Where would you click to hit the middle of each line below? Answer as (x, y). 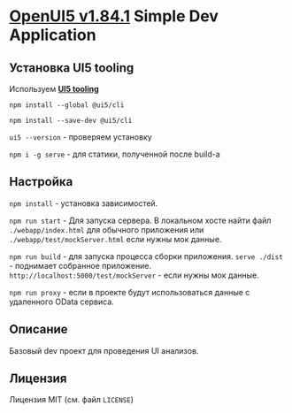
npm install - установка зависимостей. (84, 203)
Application (53, 35)
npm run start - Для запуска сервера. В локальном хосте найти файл (140, 220)
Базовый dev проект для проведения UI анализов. (104, 350)
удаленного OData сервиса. (62, 302)
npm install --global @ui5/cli (67, 105)
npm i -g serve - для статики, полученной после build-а (115, 154)
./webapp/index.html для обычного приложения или (107, 229)
